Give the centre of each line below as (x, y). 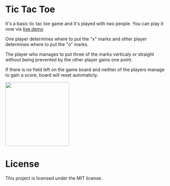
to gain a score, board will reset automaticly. (52, 75)
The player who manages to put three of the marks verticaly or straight (80, 54)
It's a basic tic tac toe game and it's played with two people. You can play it (84, 24)
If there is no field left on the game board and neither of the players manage (85, 69)
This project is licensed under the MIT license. (54, 178)
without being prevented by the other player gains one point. (69, 59)
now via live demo (24, 29)
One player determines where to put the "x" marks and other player (76, 39)
